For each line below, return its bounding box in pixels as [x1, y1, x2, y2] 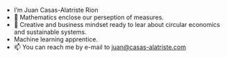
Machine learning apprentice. [13, 35, 99, 43]
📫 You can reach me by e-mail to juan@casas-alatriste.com [13, 43, 186, 51]
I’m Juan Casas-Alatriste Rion [13, 6, 99, 14]
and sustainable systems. [13, 28, 87, 36]
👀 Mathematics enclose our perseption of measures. [13, 13, 165, 21]
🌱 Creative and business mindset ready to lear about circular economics [13, 21, 221, 28]
